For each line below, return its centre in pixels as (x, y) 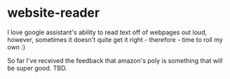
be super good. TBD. (37, 68)
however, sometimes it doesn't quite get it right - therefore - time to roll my (115, 39)
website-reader (54, 13)
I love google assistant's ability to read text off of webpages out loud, (107, 32)
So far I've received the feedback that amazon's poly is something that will (115, 60)
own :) (16, 47)
